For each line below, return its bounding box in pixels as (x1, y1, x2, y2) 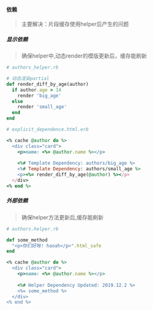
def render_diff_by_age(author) (6, 81, 89, 87)
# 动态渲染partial (6, 75, 50, 82)
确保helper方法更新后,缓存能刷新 (21, 213, 104, 221)
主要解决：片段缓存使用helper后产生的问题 (21, 20, 129, 28)
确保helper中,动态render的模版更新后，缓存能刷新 (21, 52, 147, 59)
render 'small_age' (17, 104, 67, 110)
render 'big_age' (17, 93, 62, 99)
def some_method (6, 236, 48, 243)
